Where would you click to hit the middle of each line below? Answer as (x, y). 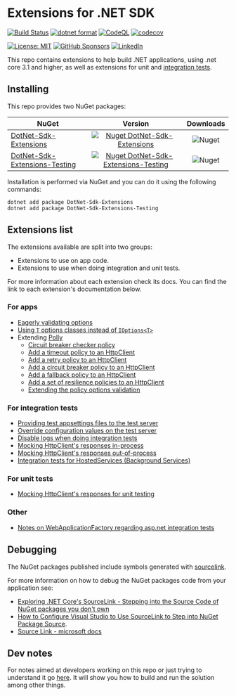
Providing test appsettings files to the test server (88, 423)
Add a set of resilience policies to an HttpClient (96, 382)
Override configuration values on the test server (87, 431)
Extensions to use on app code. (63, 260)
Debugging (32, 550)
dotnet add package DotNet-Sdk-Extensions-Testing (83, 208)
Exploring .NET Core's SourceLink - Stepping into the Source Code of (118, 601)
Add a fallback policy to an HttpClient (82, 375)
